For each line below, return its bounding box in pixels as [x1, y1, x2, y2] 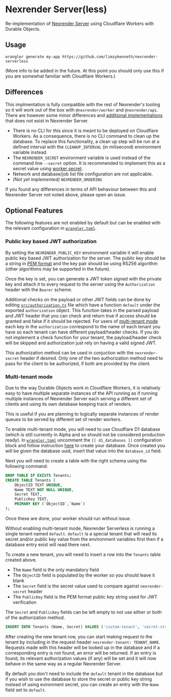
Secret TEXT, [14, 492, 42, 497]
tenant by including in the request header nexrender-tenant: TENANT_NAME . [5, 639, 160, 645]
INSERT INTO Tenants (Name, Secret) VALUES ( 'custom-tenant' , [5, 624, 140, 629]
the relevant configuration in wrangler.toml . [5, 225, 97, 231]
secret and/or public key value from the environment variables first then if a [5, 536, 164, 542]
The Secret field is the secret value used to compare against [12, 583, 139, 589]
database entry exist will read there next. [5, 541, 91, 548]
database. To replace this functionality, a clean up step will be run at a [12, 138, 159, 144]
